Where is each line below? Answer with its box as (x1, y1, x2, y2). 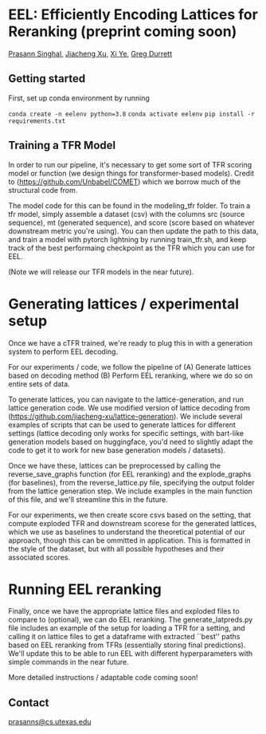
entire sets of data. (8, 379, 70, 388)
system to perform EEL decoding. (8, 347, 118, 356)
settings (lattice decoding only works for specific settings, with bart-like (8, 428, 244, 438)
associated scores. (8, 552, 70, 562)
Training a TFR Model (8, 139, 116, 152)
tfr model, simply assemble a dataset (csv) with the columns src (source (8, 209, 245, 218)
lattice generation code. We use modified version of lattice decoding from (8, 402, 251, 412)
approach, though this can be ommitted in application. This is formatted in (8, 536, 251, 545)
